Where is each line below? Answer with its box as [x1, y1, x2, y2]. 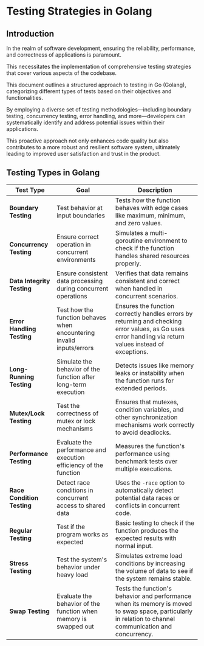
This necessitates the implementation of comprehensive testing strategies [6, 63, 191, 70]
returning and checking [115, 317, 182, 325]
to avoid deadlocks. [115, 428, 171, 437]
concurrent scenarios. [115, 292, 178, 300]
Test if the [56, 522, 86, 531]
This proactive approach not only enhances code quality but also [6, 137, 169, 144]
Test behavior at [56, 203, 103, 212]
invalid [56, 336, 76, 345]
